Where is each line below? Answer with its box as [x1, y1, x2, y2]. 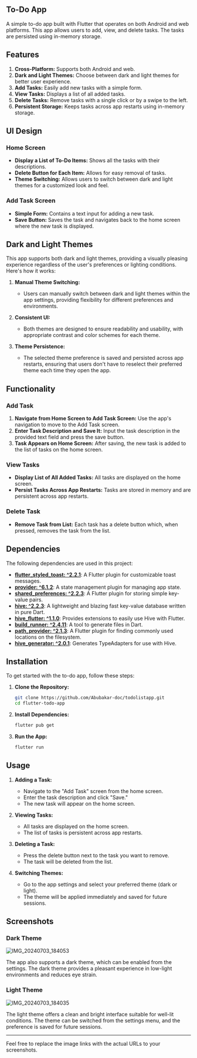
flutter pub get [14, 722, 55, 729]
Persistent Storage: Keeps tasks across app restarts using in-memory [14, 103, 185, 110]
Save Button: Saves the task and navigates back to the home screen [14, 216, 181, 223]
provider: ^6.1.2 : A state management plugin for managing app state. [14, 584, 182, 591]
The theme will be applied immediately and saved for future [23, 893, 167, 900]
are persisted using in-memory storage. [6, 32, 102, 40]
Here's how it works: [6, 267, 56, 275]
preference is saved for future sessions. [6, 1023, 103, 1030]
